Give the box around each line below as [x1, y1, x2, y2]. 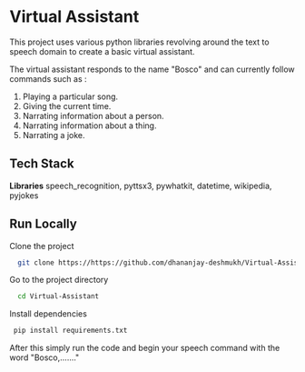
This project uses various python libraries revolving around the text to [9, 36, 270, 47]
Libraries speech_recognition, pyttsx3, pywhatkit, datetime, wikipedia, [9, 180, 272, 191]
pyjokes [9, 189, 39, 201]
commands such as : [9, 73, 88, 84]
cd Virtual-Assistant [17, 292, 100, 301]
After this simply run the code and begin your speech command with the [9, 343, 280, 354]
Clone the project [9, 240, 74, 251]
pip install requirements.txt [13, 326, 128, 336]
